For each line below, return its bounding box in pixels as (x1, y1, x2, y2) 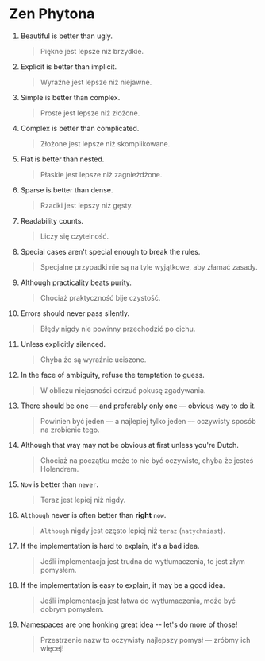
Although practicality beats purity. (20, 278, 132, 287)
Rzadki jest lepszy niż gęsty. (40, 200, 133, 210)
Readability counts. (20, 216, 84, 225)
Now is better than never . (20, 479, 98, 489)
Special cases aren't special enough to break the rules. (20, 247, 201, 256)
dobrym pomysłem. (40, 604, 104, 613)
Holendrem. (40, 464, 79, 473)
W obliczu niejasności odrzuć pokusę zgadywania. (40, 385, 206, 395)
